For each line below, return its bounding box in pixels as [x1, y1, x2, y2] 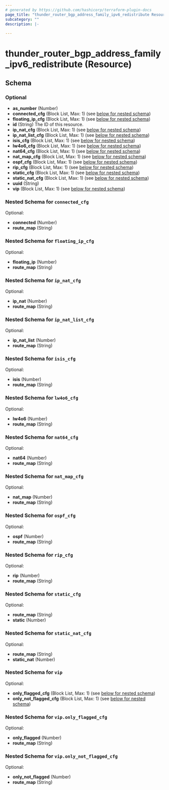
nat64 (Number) [12, 455, 47, 461]
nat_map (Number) [12, 494, 53, 500]
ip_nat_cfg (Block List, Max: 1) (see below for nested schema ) [12, 127, 141, 133]
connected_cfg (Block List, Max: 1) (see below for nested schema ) [12, 111, 151, 117]
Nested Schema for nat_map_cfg [5, 473, 84, 480]
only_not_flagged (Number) [12, 774, 71, 780]
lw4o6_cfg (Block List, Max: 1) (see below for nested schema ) [12, 143, 141, 149]
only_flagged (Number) [12, 735, 62, 741]
